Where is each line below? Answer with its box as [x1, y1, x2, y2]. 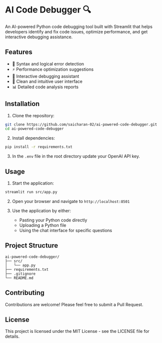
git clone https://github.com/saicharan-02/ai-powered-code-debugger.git [5, 122, 158, 127]
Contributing [5, 289, 45, 297]
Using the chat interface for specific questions [19, 227, 113, 233]
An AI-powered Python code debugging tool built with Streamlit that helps [5, 23, 153, 30]
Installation [5, 100, 40, 108]
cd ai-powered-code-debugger [5, 126, 64, 131]
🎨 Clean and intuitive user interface [12, 78, 82, 84]
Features [5, 48, 32, 56]
